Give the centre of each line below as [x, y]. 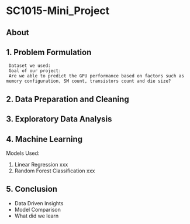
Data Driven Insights [39, 203]
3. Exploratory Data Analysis [59, 119]
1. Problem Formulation [49, 52]
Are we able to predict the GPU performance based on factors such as [96, 76]
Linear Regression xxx [41, 164]
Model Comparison [38, 209]
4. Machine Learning [44, 139]
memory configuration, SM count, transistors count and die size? [89, 81]
